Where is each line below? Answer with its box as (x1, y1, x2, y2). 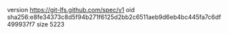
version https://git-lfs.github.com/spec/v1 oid (7, 6, 135, 14)
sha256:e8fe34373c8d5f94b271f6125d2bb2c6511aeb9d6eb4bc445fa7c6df (7, 13, 222, 21)
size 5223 (36, 20, 65, 28)
